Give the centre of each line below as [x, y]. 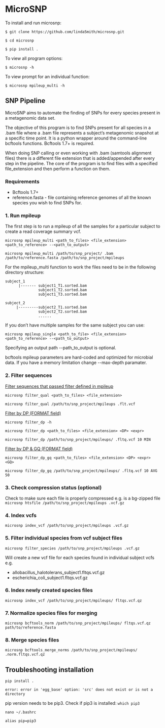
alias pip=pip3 [21, 721]
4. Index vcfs [21, 515]
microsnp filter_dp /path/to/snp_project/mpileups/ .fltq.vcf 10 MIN [78, 439]
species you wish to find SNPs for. [47, 203]
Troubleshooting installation [49, 669]
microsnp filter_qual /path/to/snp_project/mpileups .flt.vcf [70, 404]
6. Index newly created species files [49, 591]
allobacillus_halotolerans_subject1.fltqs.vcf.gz [58, 572]
